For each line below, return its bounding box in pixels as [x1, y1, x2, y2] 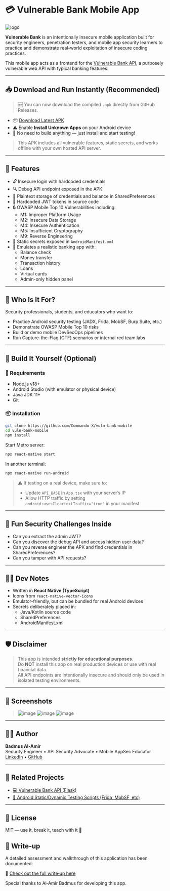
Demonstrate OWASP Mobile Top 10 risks [12, 324, 99, 330]
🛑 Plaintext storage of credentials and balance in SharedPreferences [12, 193, 155, 199]
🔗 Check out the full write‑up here [5, 870, 76, 876]
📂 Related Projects [5, 773, 64, 782]
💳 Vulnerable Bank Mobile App [5, 4, 140, 16]
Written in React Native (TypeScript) [12, 588, 90, 594]
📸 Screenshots [5, 697, 53, 705]
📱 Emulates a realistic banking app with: [12, 244, 96, 250]
